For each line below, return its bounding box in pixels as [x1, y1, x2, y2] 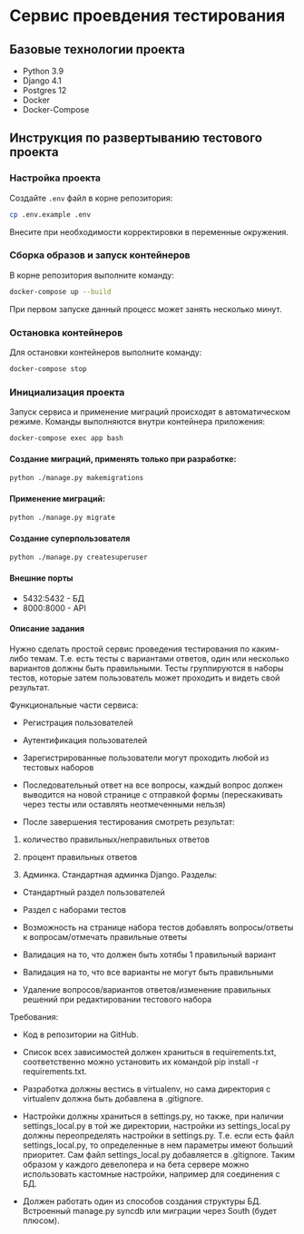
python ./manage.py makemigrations [9, 474, 144, 483]
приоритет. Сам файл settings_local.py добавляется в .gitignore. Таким [22, 1149, 295, 1160]
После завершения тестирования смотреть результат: [22, 816, 235, 827]
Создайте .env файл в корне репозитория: [9, 192, 173, 203]
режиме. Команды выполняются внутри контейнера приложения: [9, 416, 266, 427]
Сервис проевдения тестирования [9, 5, 286, 26]
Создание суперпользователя [9, 533, 131, 544]
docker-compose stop [9, 365, 88, 374]
